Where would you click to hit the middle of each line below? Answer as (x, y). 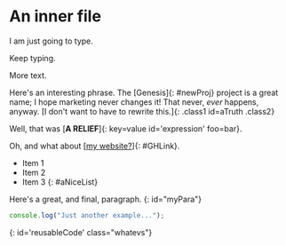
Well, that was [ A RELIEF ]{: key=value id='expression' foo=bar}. (126, 128)
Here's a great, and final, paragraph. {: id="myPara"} (106, 199)
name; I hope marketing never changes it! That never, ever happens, (134, 102)
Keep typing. (32, 58)
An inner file (56, 16)
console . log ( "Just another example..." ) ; (87, 215)
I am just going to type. (51, 41)
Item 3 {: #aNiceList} (60, 182)
